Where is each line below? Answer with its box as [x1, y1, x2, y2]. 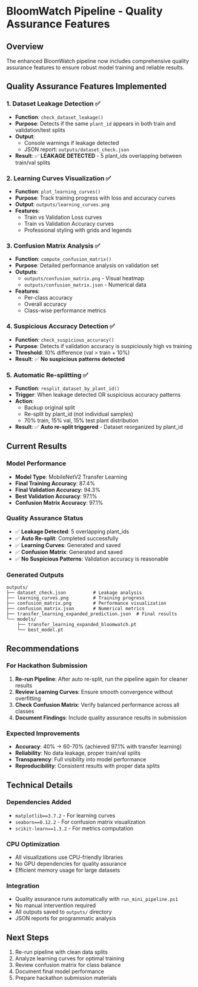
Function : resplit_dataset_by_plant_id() [15, 384, 120, 392]
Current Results [6, 441, 67, 451]
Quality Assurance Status [6, 514, 84, 522]
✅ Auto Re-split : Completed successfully [15, 534, 119, 542]
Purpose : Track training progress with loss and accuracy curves [15, 194, 176, 201]
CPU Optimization [6, 840, 60, 848]
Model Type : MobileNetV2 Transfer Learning [15, 473, 127, 480]
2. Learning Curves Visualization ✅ [6, 174, 111, 183]
